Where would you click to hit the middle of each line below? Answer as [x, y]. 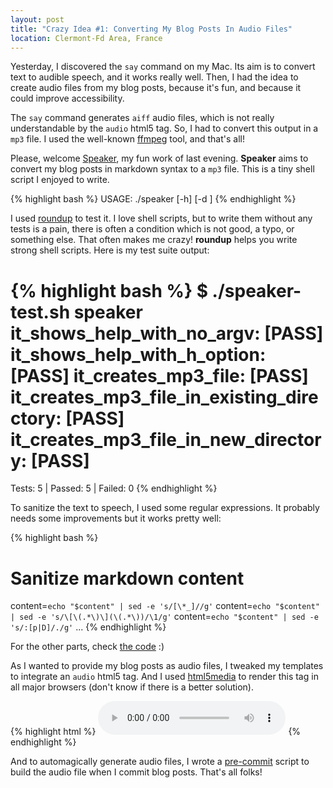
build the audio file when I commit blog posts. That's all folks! [136, 772]
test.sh [40, 312]
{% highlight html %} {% [156, 732]
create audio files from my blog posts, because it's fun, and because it [156, 88]
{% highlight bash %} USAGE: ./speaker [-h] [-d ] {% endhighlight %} [153, 199]
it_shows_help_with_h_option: [138, 354]
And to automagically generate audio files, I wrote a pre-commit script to [160, 762]
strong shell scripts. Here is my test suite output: [110, 250]
